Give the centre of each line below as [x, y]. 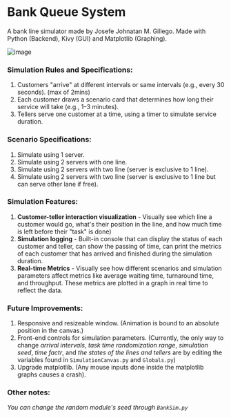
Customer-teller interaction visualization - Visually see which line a [114, 217]
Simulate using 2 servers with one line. [72, 162]
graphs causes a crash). [51, 374]
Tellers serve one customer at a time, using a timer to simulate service [117, 114]
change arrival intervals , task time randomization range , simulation [113, 345]
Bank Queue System [67, 12]
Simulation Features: [43, 202]
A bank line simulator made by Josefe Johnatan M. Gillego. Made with [107, 31]
